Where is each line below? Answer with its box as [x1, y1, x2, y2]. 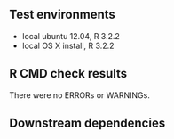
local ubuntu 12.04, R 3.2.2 [21, 30, 120, 41]
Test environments [9, 7, 115, 22]
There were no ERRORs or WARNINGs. [9, 89, 151, 101]
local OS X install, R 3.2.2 [21, 40, 115, 51]
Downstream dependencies [9, 116, 166, 131]
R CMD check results [9, 66, 128, 81]
